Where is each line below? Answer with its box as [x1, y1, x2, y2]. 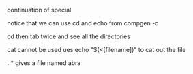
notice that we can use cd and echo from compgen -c [7, 19, 159, 27]
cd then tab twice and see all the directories [7, 32, 131, 40]
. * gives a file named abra [7, 59, 81, 67]
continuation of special [7, 6, 72, 14]
